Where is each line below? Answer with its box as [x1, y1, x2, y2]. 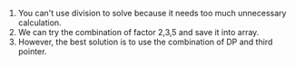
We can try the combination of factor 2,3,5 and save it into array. [17, 27, 260, 37]
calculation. [17, 17, 62, 28]
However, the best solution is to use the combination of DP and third [17, 36, 273, 47]
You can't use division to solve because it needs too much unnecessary [17, 8, 287, 18]
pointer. [17, 46, 47, 57]
